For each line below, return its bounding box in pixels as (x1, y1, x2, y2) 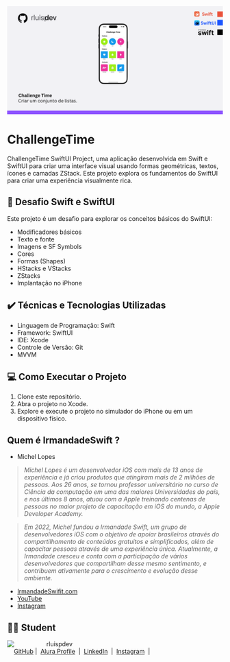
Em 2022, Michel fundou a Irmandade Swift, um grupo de (23, 523, 187, 531)
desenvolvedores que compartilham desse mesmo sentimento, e (23, 559, 207, 568)
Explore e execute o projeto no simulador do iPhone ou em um (16, 407, 193, 416)
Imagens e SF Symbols (16, 242, 82, 250)
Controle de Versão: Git (16, 343, 84, 351)
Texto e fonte (16, 235, 55, 243)
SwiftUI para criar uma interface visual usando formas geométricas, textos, (7, 161, 219, 170)
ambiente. (23, 574, 53, 582)
